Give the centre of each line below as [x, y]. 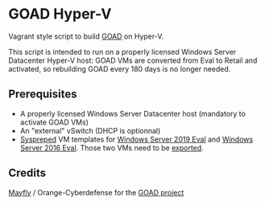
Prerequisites [43, 94]
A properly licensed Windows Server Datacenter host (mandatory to [132, 113]
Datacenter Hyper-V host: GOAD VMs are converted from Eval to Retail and [133, 60]
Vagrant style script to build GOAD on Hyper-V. [86, 36]
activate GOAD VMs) [54, 122]
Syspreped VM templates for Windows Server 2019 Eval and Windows [137, 139]
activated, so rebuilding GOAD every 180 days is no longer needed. [120, 68]
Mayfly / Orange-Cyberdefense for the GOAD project [96, 192]
